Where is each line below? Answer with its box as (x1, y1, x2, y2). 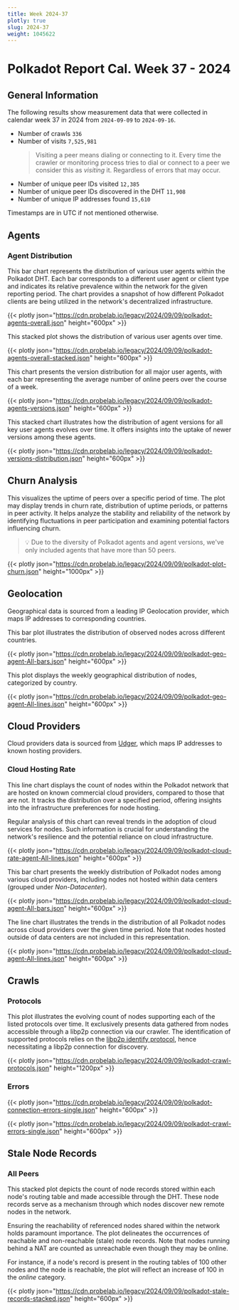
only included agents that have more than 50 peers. (24, 545, 176, 554)
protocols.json (7, 1064, 50, 1072)
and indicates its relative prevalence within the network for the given (7, 282, 208, 290)
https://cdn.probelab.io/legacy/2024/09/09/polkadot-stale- (55, 1287, 230, 1296)
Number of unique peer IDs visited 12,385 (17, 179, 140, 189)
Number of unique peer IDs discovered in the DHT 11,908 (17, 187, 186, 196)
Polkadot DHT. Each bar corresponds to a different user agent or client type (7, 274, 229, 283)
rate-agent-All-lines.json (7, 854, 80, 862)
